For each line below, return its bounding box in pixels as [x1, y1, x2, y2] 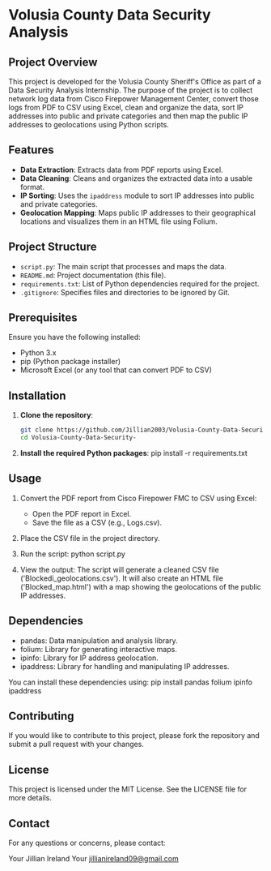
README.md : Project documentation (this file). [19, 270, 167, 280]
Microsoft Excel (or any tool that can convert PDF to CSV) [19, 365, 213, 375]
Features [8, 144, 54, 157]
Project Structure [8, 240, 97, 254]
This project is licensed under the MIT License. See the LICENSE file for [8, 784, 248, 794]
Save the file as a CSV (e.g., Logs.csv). [32, 517, 163, 527]
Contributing [8, 710, 74, 723]
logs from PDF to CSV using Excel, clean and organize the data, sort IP [8, 103, 244, 112]
